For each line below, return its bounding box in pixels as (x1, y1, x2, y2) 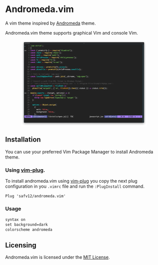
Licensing (5, 241, 36, 249)
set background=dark (5, 222, 48, 227)
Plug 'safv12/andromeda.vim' (5, 194, 66, 199)
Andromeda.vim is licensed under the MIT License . (5, 254, 110, 260)
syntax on (5, 217, 26, 222)
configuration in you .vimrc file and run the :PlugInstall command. (5, 183, 145, 189)
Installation (5, 136, 41, 144)
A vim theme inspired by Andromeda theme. (5, 20, 96, 26)
